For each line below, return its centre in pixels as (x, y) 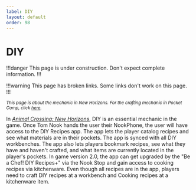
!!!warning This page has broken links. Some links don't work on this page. (97, 86)
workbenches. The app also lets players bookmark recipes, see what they (96, 144)
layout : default (26, 17)
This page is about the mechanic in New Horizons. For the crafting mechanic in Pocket (94, 103)
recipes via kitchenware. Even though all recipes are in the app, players (93, 169)
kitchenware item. (28, 182)
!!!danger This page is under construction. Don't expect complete (86, 68)
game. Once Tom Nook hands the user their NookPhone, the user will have (97, 125)
